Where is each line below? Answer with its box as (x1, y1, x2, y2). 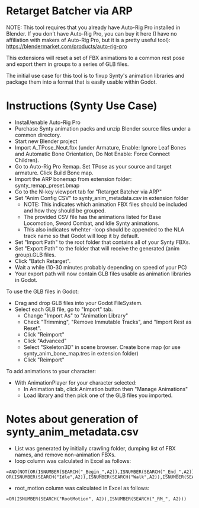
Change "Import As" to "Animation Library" (23, 312, 129, 319)
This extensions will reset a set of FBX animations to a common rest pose (6, 54, 185, 61)
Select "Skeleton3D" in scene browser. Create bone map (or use (23, 343, 181, 351)
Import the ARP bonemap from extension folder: (14, 175, 132, 182)
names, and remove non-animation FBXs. (14, 451, 116, 458)
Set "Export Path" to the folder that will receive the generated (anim (14, 245, 179, 252)
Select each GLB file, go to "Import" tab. (14, 306, 113, 313)
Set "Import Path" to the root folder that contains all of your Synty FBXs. (14, 239, 191, 246)
